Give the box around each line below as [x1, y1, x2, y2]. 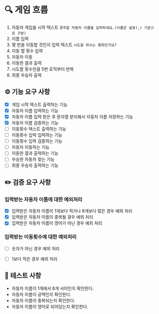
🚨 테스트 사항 [4, 272, 42, 280]
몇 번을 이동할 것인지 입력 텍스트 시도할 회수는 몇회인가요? [11, 42, 117, 48]
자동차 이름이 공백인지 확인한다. [11, 291, 71, 297]
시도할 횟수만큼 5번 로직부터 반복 [11, 66, 74, 72]
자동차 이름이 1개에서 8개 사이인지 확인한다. [11, 285, 94, 291]
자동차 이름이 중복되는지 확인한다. [11, 297, 76, 303]
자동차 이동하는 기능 [11, 144, 49, 150]
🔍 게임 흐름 [4, 4, 48, 16]
